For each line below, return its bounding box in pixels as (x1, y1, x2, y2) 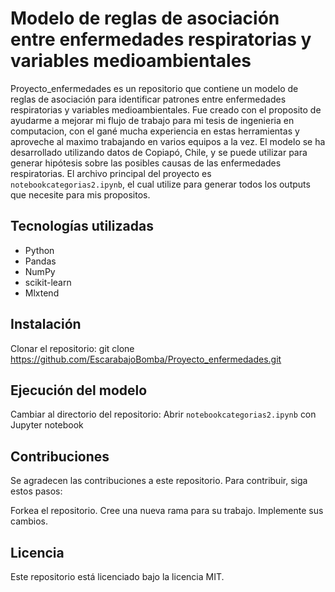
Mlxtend (24, 287, 60, 299)
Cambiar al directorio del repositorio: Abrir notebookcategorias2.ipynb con (10, 408, 317, 421)
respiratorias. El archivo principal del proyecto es (10, 167, 212, 179)
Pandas (24, 255, 57, 267)
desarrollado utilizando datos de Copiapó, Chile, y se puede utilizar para (10, 146, 308, 158)
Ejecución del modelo (10, 382, 148, 399)
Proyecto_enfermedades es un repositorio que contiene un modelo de (10, 82, 299, 94)
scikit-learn (24, 276, 72, 288)
